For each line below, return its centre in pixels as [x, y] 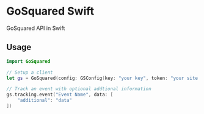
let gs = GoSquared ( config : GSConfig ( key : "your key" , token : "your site [102, 78]
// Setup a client [30, 72]
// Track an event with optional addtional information [79, 89]
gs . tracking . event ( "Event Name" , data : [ [60, 95]
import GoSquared [28, 61]
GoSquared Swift [50, 11]
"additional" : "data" [45, 101]
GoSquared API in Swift [36, 28]
